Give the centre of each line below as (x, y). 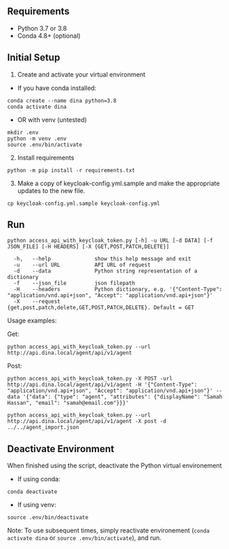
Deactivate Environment (61, 449)
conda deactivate (32, 492)
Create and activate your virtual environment (81, 74)
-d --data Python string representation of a (105, 271)
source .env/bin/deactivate (48, 518)
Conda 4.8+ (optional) (49, 36)
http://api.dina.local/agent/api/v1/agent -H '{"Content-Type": (102, 385)
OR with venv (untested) (52, 119)
